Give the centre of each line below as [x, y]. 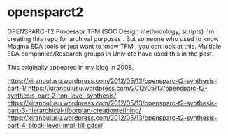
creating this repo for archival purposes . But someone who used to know [113, 38]
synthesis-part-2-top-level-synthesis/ [62, 96]
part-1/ [17, 88]
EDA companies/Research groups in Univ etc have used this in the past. [111, 54]
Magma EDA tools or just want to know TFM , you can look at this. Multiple [114, 46]
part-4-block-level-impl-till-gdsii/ [55, 125]
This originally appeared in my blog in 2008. [71, 67]
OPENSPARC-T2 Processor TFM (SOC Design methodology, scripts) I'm [111, 31]
